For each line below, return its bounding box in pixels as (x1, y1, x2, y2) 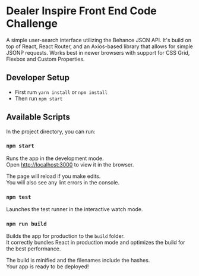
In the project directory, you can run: (6, 128, 96, 135)
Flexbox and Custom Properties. (6, 55, 85, 62)
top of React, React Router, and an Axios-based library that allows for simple (6, 43, 193, 50)
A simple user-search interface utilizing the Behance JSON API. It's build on (6, 36, 192, 43)
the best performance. (6, 245, 61, 252)
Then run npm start (14, 95, 63, 102)
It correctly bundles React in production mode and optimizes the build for (6, 239, 185, 246)
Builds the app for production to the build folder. (6, 233, 125, 240)
